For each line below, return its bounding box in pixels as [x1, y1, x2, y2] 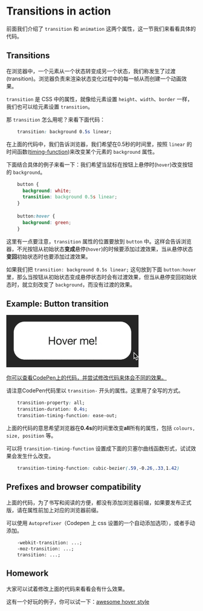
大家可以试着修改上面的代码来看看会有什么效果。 [6, 585, 128, 592]
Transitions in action [6, 4, 111, 18]
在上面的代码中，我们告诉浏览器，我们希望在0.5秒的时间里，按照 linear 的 [6, 140, 192, 148]
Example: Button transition [6, 299, 109, 309]
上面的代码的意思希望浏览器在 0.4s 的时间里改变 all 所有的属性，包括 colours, [6, 424, 195, 432]
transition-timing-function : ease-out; [17, 413, 118, 419]
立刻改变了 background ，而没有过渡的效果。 [27, 280, 136, 288]
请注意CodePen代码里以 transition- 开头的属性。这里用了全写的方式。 [6, 387, 184, 394]
